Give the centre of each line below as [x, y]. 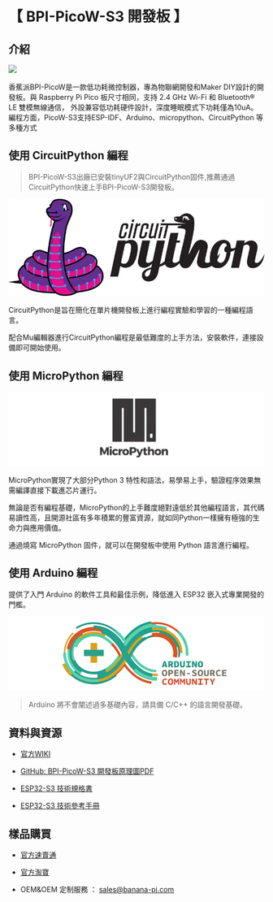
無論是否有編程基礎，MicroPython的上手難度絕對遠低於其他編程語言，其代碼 [137, 507]
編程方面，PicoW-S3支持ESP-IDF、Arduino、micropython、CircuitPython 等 [136, 117]
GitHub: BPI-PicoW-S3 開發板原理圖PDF [87, 771]
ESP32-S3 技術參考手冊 [60, 806]
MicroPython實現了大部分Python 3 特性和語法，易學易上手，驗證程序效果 [131, 479]
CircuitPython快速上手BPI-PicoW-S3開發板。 [103, 187]
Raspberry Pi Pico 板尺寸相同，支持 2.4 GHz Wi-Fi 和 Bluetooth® [147, 97]
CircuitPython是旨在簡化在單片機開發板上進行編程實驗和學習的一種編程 [127, 310]
